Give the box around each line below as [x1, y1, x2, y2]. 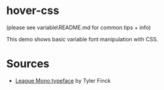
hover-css [6, 4, 60, 18]
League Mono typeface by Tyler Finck [15, 77, 111, 84]
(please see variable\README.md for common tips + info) [6, 24, 151, 31]
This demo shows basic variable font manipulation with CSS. [6, 35, 159, 43]
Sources [6, 57, 50, 71]
